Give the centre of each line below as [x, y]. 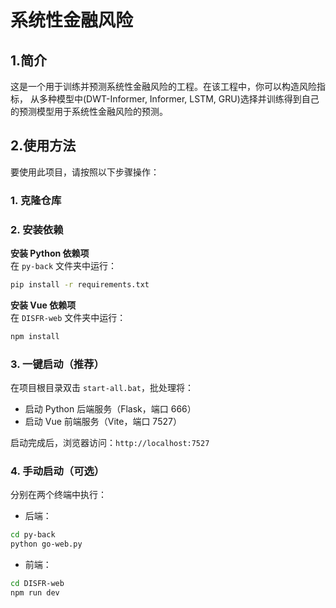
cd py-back [33, 535]
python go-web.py [46, 544]
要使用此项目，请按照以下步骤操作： [85, 172]
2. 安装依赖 [37, 229]
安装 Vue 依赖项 [43, 305]
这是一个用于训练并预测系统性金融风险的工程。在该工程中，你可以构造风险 [163, 86]
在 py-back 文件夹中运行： [63, 266]
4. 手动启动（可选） [57, 471]
